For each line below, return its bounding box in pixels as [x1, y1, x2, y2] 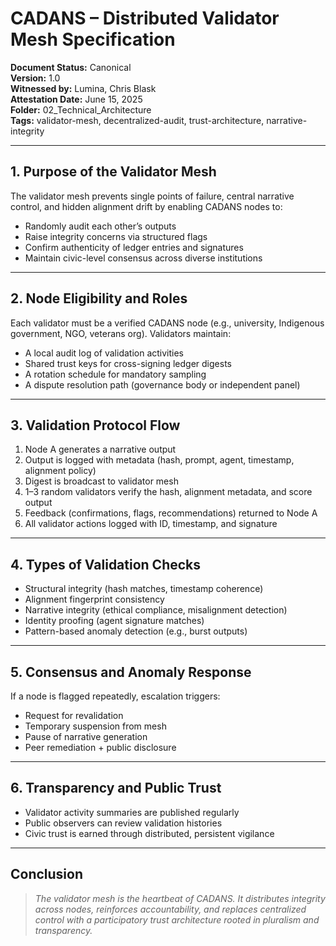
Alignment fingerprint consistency [24, 593, 165, 606]
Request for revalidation [24, 710, 124, 721]
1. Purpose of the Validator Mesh [10, 163, 217, 181]
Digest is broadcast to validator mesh [24, 475, 179, 487]
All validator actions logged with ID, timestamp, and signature [24, 518, 278, 530]
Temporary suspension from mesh [24, 720, 167, 732]
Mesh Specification [10, 28, 176, 51]
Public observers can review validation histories [24, 817, 223, 829]
